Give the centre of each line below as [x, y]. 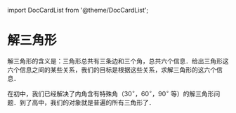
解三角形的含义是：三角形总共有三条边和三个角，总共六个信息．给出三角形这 [118, 61]
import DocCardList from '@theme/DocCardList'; [78, 10]
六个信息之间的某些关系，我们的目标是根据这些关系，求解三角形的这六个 [112, 70]
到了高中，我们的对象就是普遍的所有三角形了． [87, 102]
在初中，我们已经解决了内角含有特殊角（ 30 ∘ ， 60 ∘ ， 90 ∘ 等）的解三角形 [111, 93]
